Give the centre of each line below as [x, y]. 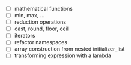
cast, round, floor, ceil [41, 29]
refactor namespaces [41, 42]
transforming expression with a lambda [63, 55]
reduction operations [40, 22]
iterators [25, 36]
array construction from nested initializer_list [69, 49]
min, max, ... [29, 16]
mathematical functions [44, 9]
